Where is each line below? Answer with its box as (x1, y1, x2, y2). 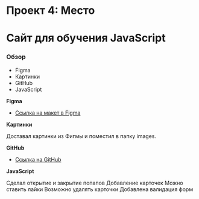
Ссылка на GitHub (14, 156, 62, 163)
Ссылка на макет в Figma (14, 109, 81, 116)
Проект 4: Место (6, 4, 95, 17)
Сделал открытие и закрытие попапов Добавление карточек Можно (6, 179, 183, 186)
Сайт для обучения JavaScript (6, 31, 166, 45)
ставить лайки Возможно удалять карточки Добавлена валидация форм (6, 185, 194, 193)
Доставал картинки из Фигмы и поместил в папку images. (6, 132, 157, 139)
